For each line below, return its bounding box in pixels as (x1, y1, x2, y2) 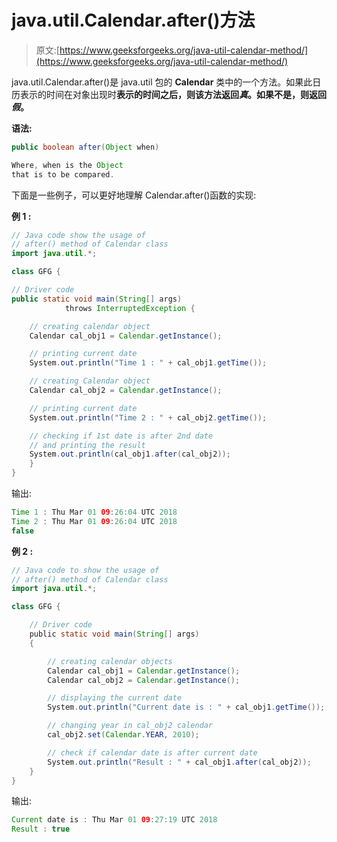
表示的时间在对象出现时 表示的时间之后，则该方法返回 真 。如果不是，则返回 (19, 88, 327, 100)
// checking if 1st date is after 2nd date (29, 431, 214, 441)
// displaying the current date (47, 693, 183, 703)
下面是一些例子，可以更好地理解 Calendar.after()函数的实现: (11, 189, 257, 201)
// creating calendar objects (47, 656, 173, 666)
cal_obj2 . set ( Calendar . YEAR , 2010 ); (47, 730, 200, 740)
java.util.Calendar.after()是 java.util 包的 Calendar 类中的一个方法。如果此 (11, 76, 313, 88)
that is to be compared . (11, 169, 115, 180)
